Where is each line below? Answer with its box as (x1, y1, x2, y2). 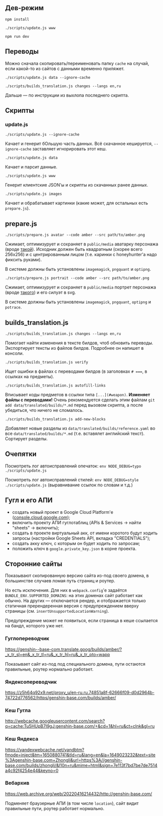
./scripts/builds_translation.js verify (5, 360, 89, 364)
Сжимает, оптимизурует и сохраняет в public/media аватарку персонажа (5, 241, 159, 247)
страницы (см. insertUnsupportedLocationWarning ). (5, 608, 109, 614)
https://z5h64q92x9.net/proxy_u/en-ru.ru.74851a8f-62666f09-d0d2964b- (5, 689, 155, 695)
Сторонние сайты (5, 559, 62, 568)
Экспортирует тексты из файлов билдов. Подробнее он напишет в (5, 345, 144, 351)
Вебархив (5, 780, 30, 787)
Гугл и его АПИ (5, 496, 53, 504)
